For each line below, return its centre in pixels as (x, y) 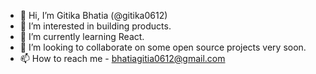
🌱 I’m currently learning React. (82, 36)
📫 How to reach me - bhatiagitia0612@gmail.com (122, 58)
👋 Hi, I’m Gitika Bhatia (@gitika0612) (93, 15)
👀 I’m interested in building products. (95, 26)
